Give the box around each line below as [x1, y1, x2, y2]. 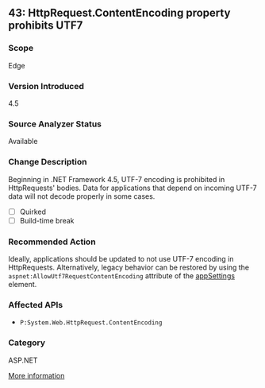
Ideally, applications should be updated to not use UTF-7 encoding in [8, 254, 234, 263]
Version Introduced [8, 80, 85, 91]
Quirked [19, 207, 46, 216]
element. [8, 280, 37, 289]
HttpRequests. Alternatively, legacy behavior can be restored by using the [8, 262, 250, 272]
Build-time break [19, 215, 75, 225]
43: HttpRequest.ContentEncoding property [8, 6, 231, 20]
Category [8, 337, 46, 348]
